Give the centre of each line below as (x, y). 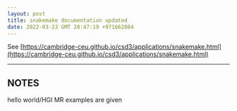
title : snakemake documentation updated (68, 20)
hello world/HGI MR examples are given (65, 100)
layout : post (26, 14)
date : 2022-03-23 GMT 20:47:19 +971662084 (71, 27)
